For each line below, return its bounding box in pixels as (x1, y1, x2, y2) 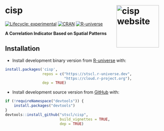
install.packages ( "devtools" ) (14, 103, 76, 108)
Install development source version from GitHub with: (12, 89, 120, 95)
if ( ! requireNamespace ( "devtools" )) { (5, 99, 84, 104)
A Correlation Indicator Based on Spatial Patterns (5, 30, 107, 36)
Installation (5, 44, 40, 53)
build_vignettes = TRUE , (59, 117, 110, 122)
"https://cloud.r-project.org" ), (64, 76, 132, 81)
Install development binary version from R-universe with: (12, 57, 126, 63)
